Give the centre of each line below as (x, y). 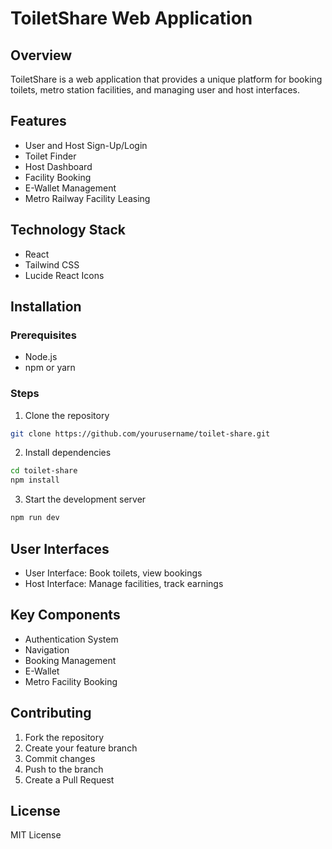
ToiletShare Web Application (131, 18)
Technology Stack (68, 230)
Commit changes (60, 758)
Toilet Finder (50, 156)
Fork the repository (64, 737)
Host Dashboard (58, 166)
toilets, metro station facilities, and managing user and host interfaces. (155, 90)
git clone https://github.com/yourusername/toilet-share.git (140, 433)
